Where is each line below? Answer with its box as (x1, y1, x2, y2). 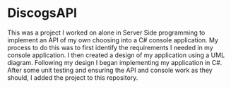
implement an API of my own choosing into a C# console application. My (7, 35, 219, 44)
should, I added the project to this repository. (7, 73, 138, 82)
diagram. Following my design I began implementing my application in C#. (7, 58, 223, 66)
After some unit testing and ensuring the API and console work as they (7, 66, 213, 74)
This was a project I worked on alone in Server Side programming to (7, 28, 206, 37)
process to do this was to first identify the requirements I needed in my (7, 43, 213, 52)
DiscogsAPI (7, 5, 78, 21)
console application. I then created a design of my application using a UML (7, 51, 225, 59)
